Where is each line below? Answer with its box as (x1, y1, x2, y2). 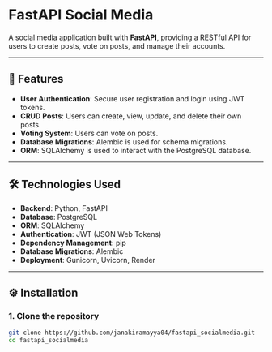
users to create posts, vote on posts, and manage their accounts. (8, 41, 226, 50)
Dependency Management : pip (19, 238, 127, 247)
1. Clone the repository (8, 310, 100, 321)
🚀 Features (8, 72, 64, 86)
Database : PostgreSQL (19, 212, 98, 221)
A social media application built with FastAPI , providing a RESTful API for (8, 32, 252, 42)
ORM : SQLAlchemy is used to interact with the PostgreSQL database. (19, 145, 252, 155)
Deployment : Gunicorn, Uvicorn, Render (19, 255, 156, 264)
